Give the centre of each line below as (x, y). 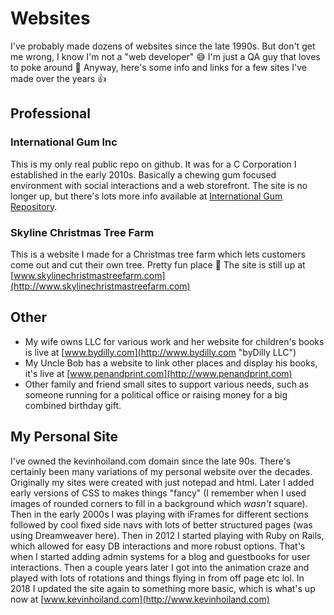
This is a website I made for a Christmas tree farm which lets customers (158, 254)
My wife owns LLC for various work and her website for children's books (174, 341)
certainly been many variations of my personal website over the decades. (161, 471)
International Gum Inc (64, 142)
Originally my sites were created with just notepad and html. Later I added (162, 482)
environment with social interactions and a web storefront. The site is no (159, 185)
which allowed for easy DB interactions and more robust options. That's (158, 546)
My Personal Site (64, 437)
